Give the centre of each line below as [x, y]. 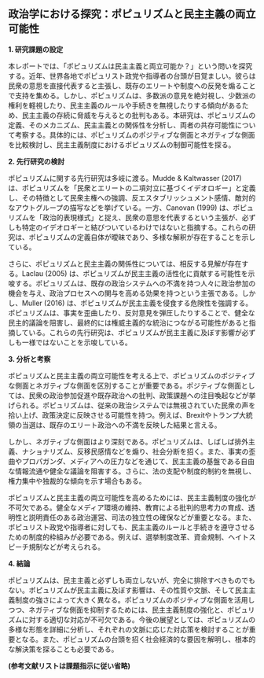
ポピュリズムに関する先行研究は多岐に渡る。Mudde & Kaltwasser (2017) [125, 178]
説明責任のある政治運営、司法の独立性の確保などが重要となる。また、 [142, 517]
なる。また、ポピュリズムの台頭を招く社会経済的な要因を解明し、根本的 [139, 639]
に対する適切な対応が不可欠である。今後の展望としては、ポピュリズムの [139, 619]
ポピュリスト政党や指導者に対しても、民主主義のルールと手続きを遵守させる [132, 527]
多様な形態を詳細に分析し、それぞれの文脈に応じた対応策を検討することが [128, 629]
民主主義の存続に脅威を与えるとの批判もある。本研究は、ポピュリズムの [139, 115]
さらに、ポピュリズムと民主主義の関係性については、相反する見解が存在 [125, 263]
